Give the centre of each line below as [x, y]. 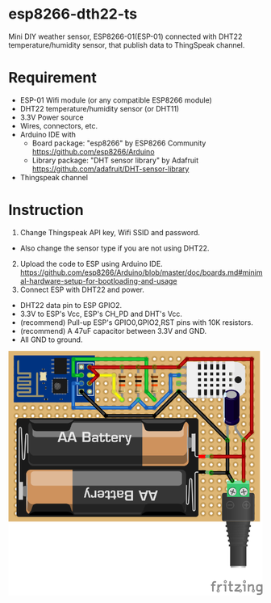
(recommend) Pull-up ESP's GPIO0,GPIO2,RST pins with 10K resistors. [137, 322]
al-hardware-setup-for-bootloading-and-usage [98, 280]
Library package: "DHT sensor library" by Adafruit [115, 160]
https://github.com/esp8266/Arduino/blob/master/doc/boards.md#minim [142, 272]
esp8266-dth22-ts [73, 14]
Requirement [52, 78]
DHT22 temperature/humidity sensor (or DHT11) [100, 108]
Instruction [46, 210]
